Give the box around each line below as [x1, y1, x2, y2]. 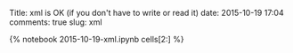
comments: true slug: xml [9, 17, 102, 27]
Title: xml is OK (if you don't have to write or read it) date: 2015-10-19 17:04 [9, 8, 284, 18]
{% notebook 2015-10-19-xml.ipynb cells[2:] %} [9, 34, 184, 44]
